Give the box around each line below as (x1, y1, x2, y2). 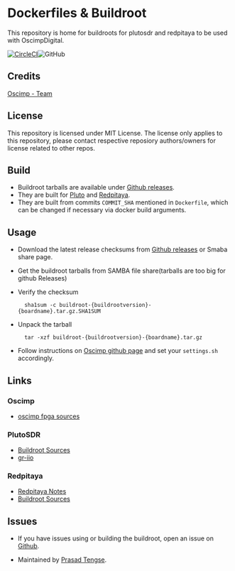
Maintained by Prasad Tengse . (17, 555, 107, 564)
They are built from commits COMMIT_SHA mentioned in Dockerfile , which (17, 198, 229, 207)
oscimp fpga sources (17, 412, 80, 420)
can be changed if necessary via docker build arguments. (17, 206, 187, 214)
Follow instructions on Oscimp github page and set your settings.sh (17, 347, 219, 355)
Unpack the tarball (17, 320, 72, 329)
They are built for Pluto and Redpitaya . (17, 190, 131, 200)
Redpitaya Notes (17, 487, 67, 496)
